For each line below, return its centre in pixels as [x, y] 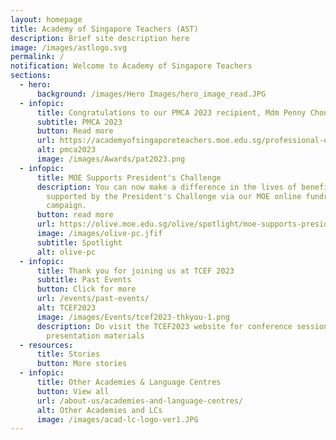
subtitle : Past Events [84, 280]
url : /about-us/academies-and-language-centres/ [140, 401]
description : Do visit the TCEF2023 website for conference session [182, 326]
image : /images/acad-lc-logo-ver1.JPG [117, 419]
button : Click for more [86, 289]
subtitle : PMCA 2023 [79, 122]
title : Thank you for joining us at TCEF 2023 [135, 271]
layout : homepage [46, 19]
